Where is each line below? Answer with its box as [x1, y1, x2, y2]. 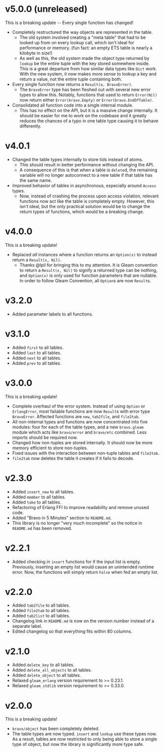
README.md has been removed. [12, 525, 72, 531]
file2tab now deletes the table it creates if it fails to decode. [12, 455, 135, 461]
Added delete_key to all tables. [12, 662, 75, 668]
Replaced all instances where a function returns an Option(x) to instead [12, 251, 157, 257]
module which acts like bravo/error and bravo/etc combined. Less [12, 429, 147, 435]
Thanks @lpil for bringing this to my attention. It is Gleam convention [19, 262, 158, 268]
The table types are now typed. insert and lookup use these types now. [12, 731, 157, 737]
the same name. [19, 177, 52, 183]
